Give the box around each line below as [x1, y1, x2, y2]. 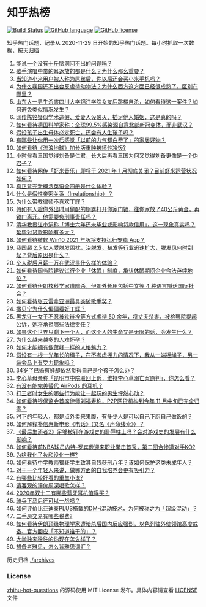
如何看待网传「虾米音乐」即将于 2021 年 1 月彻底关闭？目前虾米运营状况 [15, 167, 197, 174]
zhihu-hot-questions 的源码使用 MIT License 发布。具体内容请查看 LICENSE [7, 587, 198, 594]
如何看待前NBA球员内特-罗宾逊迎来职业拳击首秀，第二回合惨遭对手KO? [15, 443, 196, 450]
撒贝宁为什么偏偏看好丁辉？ [15, 305, 86, 312]
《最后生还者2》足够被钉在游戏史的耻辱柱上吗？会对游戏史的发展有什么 [15, 428, 196, 435]
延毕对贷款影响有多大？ [15, 228, 75, 236]
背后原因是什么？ [26, 251, 70, 258]
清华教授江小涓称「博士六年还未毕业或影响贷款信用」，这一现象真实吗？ [15, 220, 196, 228]
